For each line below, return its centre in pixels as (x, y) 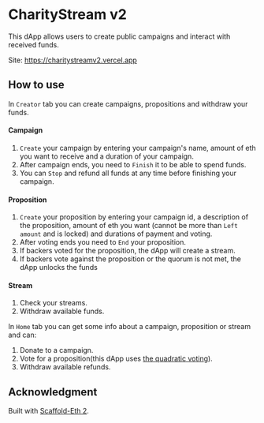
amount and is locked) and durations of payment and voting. (116, 234)
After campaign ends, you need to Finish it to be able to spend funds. (133, 164)
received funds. (33, 44)
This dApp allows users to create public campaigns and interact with (119, 36)
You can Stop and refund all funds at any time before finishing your (128, 173)
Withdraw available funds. (62, 311)
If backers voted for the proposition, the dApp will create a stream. (128, 251)
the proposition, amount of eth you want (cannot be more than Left (128, 226)
